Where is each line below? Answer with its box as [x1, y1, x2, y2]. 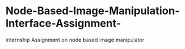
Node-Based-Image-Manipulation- [5, 4, 180, 18]
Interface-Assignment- [5, 17, 121, 30]
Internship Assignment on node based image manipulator [5, 36, 145, 43]
